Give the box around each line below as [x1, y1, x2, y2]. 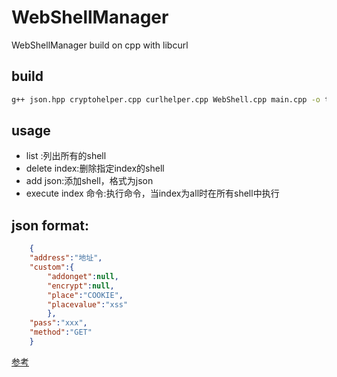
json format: [11, 217, 89, 234]
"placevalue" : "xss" [47, 299, 129, 310]
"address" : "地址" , [29, 253, 103, 263]
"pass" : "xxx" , [29, 318, 88, 328]
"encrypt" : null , [47, 281, 115, 291]
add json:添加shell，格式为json [25, 175, 154, 187]
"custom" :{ [29, 262, 75, 272]
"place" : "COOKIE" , [47, 290, 124, 300]
